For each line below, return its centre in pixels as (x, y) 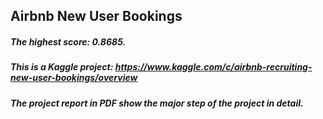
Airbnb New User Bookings (96, 16)
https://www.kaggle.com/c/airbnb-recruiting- (213, 67)
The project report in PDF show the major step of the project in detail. (157, 103)
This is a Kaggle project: (62, 67)
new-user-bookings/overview (74, 78)
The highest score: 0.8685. (68, 41)
